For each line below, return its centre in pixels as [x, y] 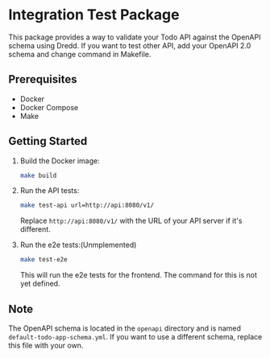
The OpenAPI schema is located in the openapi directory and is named [125, 328]
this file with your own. [46, 345]
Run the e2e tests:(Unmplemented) [78, 245]
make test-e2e [44, 260]
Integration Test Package [94, 15]
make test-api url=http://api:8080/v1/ [87, 206]
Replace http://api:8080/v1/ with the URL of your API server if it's [131, 221]
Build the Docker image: [60, 160]
